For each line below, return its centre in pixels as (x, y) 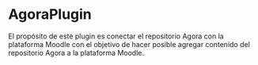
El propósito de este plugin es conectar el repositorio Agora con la (116, 36)
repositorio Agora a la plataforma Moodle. (76, 52)
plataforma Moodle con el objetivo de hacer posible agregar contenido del (129, 44)
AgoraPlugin (50, 14)
